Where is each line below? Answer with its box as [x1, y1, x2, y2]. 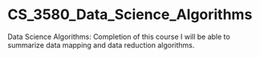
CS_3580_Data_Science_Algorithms [7, 6, 253, 24]
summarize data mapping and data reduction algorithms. [7, 40, 195, 49]
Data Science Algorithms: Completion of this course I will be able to [7, 32, 230, 41]
